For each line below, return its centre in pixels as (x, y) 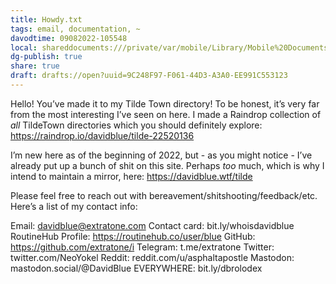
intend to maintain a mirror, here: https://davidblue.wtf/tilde (131, 176)
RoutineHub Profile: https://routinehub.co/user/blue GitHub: (133, 236)
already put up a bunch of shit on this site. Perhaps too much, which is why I (167, 165)
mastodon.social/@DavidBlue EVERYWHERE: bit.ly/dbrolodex (136, 268)
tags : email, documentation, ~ (75, 29)
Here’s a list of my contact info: (74, 206)
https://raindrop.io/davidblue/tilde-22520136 (102, 135)
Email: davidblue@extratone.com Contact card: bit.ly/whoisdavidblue (152, 225)
